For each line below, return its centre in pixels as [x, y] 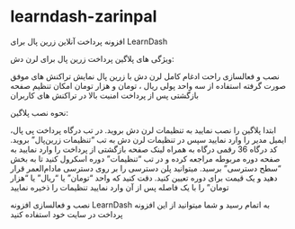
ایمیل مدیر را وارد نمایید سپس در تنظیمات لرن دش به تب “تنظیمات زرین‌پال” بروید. [148, 139]
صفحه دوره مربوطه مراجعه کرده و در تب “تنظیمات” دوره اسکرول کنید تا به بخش [145, 158]
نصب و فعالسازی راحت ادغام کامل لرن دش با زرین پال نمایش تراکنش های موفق [145, 76]
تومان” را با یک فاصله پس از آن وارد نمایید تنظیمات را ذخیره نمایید [120, 187]
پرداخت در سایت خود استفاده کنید [67, 214]
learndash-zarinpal [84, 17]
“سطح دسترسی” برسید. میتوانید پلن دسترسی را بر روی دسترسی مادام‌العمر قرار [146, 168]
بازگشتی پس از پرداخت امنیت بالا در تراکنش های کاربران [105, 95]
